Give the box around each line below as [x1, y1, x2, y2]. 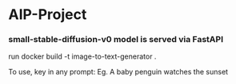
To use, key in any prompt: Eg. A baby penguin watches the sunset [8, 67, 229, 77]
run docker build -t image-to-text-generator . [8, 52, 157, 61]
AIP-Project [8, 6, 87, 24]
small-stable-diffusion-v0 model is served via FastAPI [8, 34, 224, 45]
